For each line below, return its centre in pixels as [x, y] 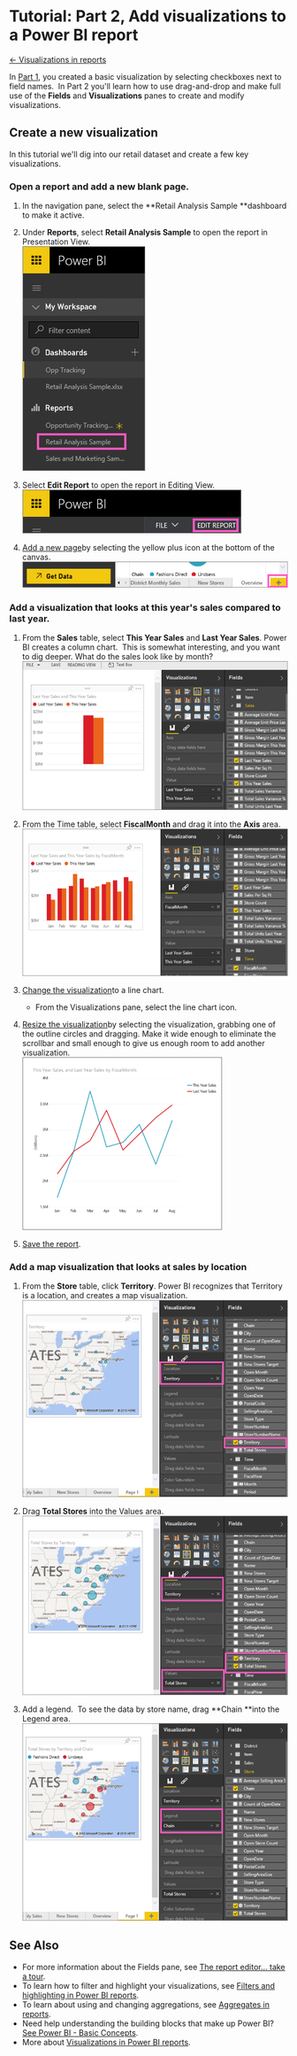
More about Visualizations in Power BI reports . [107, 2042]
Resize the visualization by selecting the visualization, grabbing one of [149, 1024]
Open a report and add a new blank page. [99, 186]
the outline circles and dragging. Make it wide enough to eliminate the [149, 1034]
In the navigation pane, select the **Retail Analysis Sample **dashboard [154, 206]
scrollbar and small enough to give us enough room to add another [143, 1043]
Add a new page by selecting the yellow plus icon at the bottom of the [148, 548]
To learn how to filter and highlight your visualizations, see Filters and [148, 1985]
